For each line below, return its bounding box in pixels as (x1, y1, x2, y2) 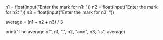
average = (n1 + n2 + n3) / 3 (5, 19, 63, 25)
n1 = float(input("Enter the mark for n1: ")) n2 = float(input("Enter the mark (5, 4, 158, 10)
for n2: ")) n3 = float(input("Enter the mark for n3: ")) (5, 9, 114, 15)
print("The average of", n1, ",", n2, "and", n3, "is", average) (5, 29, 126, 34)
